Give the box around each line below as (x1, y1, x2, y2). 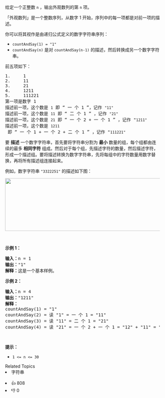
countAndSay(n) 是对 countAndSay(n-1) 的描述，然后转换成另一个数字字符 (12, 47, 160, 52)
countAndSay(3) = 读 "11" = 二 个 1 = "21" (5, 318, 109, 323)
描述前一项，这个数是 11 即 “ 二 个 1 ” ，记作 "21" (5, 111, 119, 116)
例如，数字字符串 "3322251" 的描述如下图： (5, 168, 92, 174)
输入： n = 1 (5, 256, 31, 261)
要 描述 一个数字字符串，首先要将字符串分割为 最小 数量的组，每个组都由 (5, 139, 152, 145)
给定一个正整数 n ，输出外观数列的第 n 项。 (5, 4, 92, 10)
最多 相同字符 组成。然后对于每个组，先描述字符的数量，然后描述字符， (13, 146, 158, 151)
